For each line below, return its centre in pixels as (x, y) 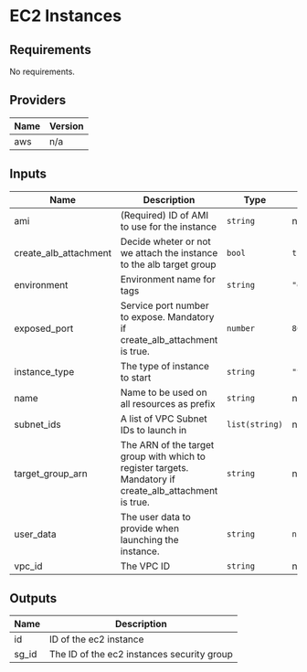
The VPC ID (145, 566)
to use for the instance (169, 227)
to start (136, 378)
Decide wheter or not (166, 241)
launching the (150, 539)
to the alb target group (168, 264)
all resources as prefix (168, 403)
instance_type (44, 371)
